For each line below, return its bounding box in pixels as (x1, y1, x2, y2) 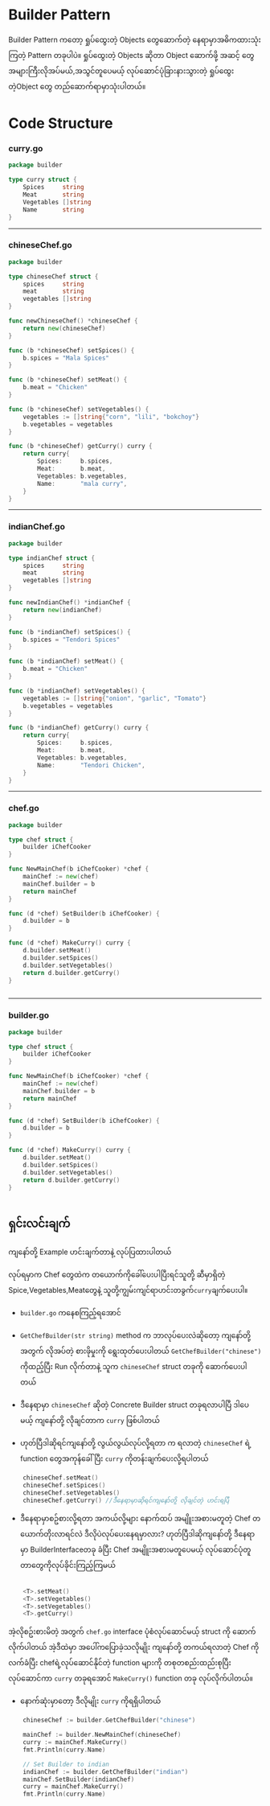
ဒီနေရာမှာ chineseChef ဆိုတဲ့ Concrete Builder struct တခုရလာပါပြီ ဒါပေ (19, 1400, 249, 1409)
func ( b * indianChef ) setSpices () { (8, 627, 131, 636)
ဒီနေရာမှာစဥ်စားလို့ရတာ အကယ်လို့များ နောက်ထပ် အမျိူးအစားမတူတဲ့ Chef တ (19, 1513, 261, 1523)
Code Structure (8, 114, 113, 133)
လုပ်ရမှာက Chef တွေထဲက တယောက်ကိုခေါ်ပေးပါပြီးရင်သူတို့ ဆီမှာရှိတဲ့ (8, 1269, 226, 1280)
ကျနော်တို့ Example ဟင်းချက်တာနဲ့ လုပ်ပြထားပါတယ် (8, 1247, 172, 1257)
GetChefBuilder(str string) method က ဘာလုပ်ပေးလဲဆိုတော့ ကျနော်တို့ (19, 1331, 252, 1340)
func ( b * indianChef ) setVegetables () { (8, 686, 146, 695)
